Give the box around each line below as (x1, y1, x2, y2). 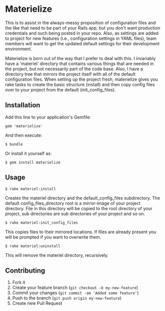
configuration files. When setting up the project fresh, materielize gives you (5, 76, 158, 82)
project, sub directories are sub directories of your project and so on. (5, 211, 145, 217)
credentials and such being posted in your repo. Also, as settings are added (5, 30, 159, 36)
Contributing (5, 266, 45, 275)
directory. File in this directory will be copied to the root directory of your (5, 205, 153, 211)
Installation (5, 101, 40, 109)
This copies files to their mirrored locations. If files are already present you (5, 229, 157, 235)
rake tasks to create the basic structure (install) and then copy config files (5, 81, 155, 87)
